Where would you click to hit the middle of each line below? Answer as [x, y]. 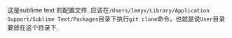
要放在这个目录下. [33, 27]
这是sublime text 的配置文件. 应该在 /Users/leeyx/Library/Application [109, 10]
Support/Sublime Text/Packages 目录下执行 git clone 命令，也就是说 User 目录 [116, 19]
